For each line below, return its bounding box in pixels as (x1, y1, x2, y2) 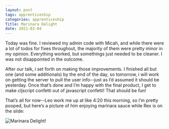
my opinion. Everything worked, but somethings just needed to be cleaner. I (5, 51, 162, 57)
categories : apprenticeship (5, 17, 65, 22)
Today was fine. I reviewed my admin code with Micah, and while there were (5, 40, 164, 46)
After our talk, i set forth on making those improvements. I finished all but (5, 66, 157, 72)
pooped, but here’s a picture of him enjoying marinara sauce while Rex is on (5, 103, 163, 109)
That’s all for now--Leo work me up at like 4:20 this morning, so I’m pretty (5, 97, 158, 104)
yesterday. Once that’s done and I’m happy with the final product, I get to (5, 82, 156, 89)
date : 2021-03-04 (5, 26, 42, 31)
